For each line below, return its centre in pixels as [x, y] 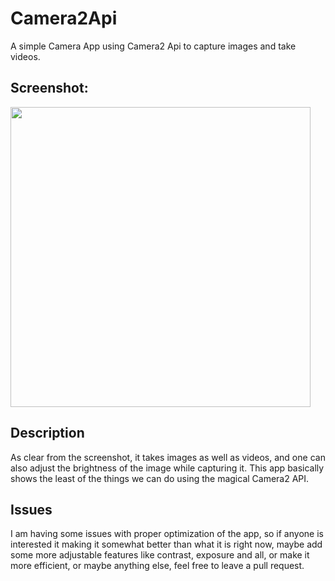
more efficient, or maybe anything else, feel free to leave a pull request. [157, 566]
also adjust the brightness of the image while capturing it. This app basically [167, 468]
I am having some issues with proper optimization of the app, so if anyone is [167, 534]
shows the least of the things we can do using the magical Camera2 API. [160, 478]
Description [47, 433]
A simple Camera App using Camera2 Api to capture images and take [153, 46]
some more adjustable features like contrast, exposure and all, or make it [160, 555]
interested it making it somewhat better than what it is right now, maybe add [166, 544]
